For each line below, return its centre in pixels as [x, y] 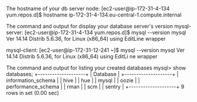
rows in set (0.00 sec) [32, 93]
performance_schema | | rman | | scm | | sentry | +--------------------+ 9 [95, 87]
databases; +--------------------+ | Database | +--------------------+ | [92, 74]
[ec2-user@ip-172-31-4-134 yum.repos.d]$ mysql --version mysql [105, 32]
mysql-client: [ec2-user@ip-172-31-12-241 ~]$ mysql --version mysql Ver [96, 50]
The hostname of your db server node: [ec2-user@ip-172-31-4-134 [88, 9]
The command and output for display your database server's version [89, 26]
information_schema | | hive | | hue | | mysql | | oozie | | [73, 80]
